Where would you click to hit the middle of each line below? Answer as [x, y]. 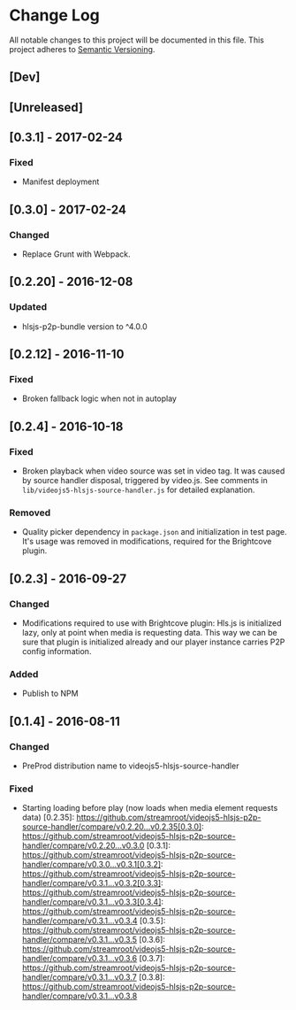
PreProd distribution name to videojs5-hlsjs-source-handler [130, 766]
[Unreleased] [46, 107]
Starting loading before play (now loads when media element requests [150, 808]
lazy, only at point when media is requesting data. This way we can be [149, 633]
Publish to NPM [50, 694]
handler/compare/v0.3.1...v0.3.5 [80, 940]
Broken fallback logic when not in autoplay [99, 398]
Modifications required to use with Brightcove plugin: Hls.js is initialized [152, 623]
